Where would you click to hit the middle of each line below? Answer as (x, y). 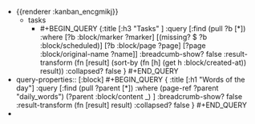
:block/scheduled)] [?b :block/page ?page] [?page (123, 46)
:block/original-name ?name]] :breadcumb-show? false (131, 54)
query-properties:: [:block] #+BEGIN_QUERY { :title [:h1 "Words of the (130, 80)
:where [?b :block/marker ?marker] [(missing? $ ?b (123, 37)
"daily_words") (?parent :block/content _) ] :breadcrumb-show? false (129, 96)
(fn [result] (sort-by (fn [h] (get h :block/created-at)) (160, 62)
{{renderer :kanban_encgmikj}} (67, 12)
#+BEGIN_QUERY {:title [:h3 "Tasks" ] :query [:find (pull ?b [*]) (143, 28)
